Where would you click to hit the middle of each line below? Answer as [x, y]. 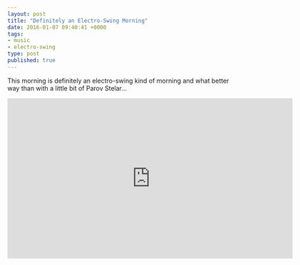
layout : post [27, 14]
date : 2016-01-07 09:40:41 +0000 [57, 27]
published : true [31, 61]
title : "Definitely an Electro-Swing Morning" [78, 21]
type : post [24, 54]
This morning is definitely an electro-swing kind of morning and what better [118, 80]
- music [19, 41]
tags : [15, 34]
